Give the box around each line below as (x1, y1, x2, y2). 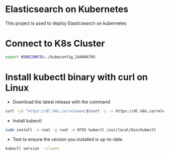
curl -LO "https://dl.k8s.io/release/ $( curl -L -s (5, 108, 114, 114)
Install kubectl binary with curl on (5, 71, 148, 83)
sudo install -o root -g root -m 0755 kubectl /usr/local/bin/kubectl (5, 127, 156, 132)
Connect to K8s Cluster (5, 38, 105, 49)
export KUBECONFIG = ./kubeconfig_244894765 (5, 54, 96, 59)
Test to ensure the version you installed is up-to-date (12, 136, 123, 142)
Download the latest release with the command (12, 99, 111, 105)
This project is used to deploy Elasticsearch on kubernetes (5, 20, 127, 26)
